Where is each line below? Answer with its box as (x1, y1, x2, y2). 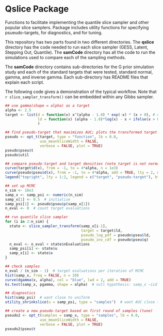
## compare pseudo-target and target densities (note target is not (5, 161, 147, 166)
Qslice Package (5, 3, 69, 15)
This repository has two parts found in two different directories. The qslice (5, 39, 154, 45)
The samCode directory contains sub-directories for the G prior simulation (5, 64, 154, 70)
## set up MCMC (5, 183, 36, 188)
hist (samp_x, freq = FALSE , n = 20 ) (5, 273, 79, 278)
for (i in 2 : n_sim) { (5, 219, 49, 224)
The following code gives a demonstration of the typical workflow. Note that (5, 89, 157, 94)
